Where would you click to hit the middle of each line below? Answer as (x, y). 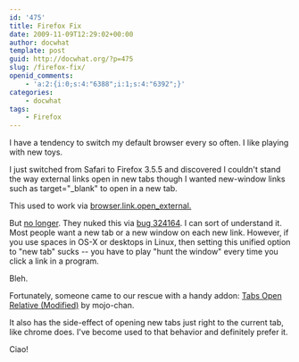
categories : (31, 92)
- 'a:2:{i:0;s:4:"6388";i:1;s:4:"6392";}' (105, 84)
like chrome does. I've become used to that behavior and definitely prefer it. (149, 333)
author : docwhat (39, 42)
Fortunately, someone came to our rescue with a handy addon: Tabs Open (146, 296)
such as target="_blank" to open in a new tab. (94, 189)
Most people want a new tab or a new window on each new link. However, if (149, 232)
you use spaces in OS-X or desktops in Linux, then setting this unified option (150, 242)
